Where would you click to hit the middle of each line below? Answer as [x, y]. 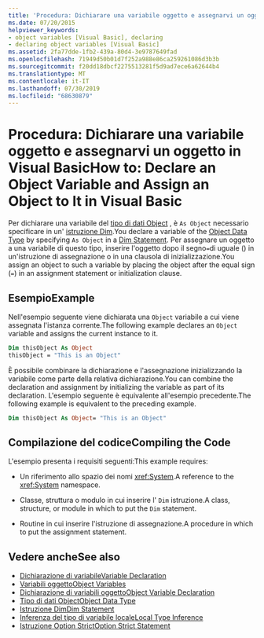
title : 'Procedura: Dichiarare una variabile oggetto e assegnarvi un [126, 15]
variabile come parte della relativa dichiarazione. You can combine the [121, 379]
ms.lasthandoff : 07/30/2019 [54, 88]
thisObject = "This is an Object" [65, 355]
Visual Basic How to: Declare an [112, 168]
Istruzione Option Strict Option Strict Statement [95, 626]
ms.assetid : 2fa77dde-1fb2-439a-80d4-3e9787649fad [93, 52]
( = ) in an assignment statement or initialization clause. [95, 273]
